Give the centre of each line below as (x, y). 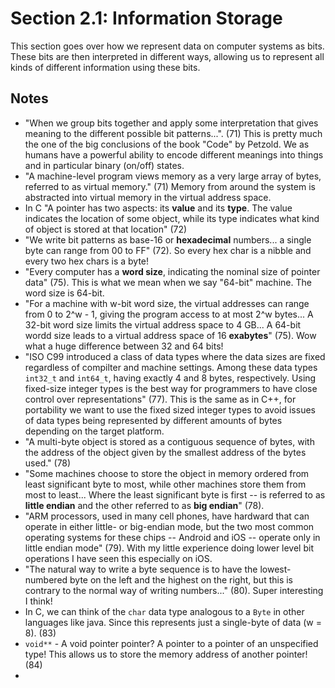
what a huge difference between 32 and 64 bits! (124, 346)
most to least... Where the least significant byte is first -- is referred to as (175, 494)
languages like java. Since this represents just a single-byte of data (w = (173, 622)
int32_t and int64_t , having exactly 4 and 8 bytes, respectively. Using (170, 378)
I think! (38, 601)
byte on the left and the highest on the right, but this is (181, 579)
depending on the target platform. (94, 431)
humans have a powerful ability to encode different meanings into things (174, 154)
